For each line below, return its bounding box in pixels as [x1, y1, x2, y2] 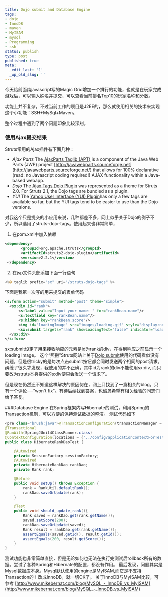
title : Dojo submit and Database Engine [5, 7, 91, 12]
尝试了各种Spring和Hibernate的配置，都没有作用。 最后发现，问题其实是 [13, 562, 163, 568]
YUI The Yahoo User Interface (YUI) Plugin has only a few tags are [12, 193, 148, 200]
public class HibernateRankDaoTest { [5, 439, 84, 445]
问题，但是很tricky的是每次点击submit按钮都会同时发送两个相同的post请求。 [5, 358, 162, 365]
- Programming [5, 40, 35, 45]
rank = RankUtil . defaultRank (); [23, 485, 91, 490]
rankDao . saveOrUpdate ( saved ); [23, 522, 86, 527]
